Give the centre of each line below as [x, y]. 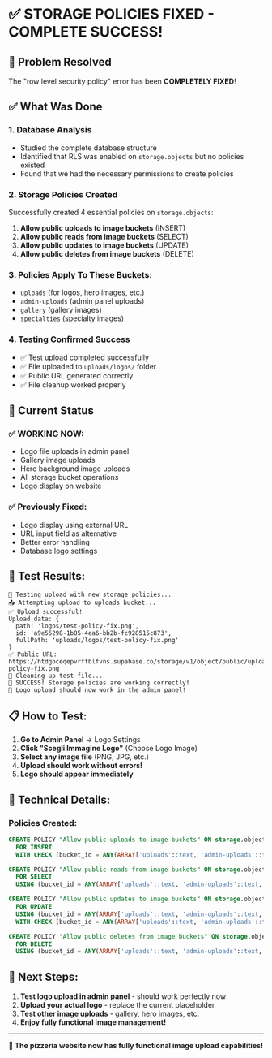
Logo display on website [61, 486]
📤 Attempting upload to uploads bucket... [82, 603]
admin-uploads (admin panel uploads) [82, 301]
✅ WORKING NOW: [46, 434]
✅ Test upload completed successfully [85, 357]
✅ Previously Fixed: [48, 507]
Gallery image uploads [57, 460]
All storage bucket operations [69, 477]
